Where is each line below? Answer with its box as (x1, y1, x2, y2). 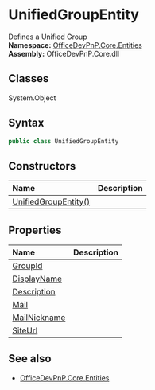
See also (8, 352, 52, 365)
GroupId (12, 260, 43, 271)
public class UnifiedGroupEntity (8, 137, 119, 145)
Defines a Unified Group (8, 32, 87, 41)
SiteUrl (12, 325, 38, 336)
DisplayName (12, 273, 62, 284)
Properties (8, 223, 62, 236)
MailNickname (12, 312, 66, 323)
